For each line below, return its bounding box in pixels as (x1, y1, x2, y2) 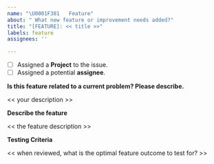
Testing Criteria (7, 136, 53, 144)
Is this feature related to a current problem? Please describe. (7, 82, 184, 90)
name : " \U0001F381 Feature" (7, 10, 94, 17)
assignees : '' (7, 36, 48, 43)
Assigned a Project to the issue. (17, 61, 108, 69)
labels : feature (7, 29, 54, 37)
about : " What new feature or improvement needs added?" (7, 17, 174, 23)
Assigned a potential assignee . (17, 68, 105, 76)
